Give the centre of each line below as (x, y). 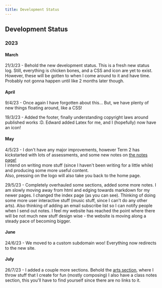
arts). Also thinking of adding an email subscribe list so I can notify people (79, 205)
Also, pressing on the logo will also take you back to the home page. (73, 175)
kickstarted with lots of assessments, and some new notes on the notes (76, 155)
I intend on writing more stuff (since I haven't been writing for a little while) (79, 165)
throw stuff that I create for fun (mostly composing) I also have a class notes (81, 275)
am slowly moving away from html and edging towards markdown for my (77, 190)
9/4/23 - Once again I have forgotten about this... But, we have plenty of (77, 103)
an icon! (13, 128)
